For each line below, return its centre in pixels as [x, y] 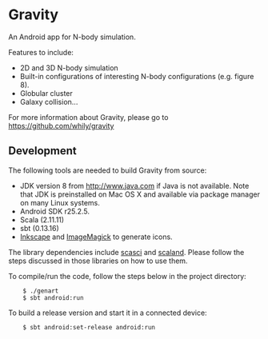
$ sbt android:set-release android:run [89, 327]
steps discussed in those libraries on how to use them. [98, 261]
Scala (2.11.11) [42, 219]
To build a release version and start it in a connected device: [108, 313]
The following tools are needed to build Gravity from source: [108, 170]
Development [43, 151]
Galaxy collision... [49, 102]
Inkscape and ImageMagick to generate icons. [96, 237]
